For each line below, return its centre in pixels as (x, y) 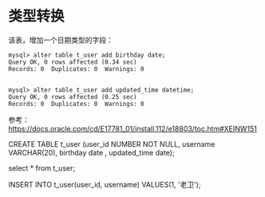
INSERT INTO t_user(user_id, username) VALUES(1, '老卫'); (105, 184)
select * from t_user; (42, 167)
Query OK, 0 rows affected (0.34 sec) (73, 62)
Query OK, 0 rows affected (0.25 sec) (73, 97)
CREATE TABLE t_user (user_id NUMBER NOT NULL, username (112, 144)
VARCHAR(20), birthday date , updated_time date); (91, 152)
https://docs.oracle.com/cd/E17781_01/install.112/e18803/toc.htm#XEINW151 (133, 128)
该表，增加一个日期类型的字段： (61, 40)
